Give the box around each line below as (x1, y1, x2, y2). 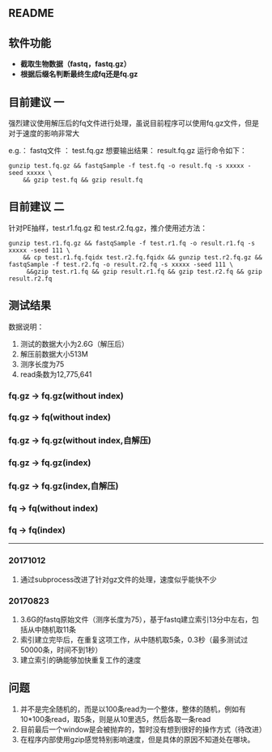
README (8, 6, 54, 20)
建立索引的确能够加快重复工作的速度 (19, 656, 142, 665)
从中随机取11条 (27, 625, 77, 634)
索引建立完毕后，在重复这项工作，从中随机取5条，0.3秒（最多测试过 (19, 635, 249, 645)
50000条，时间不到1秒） (19, 645, 103, 655)
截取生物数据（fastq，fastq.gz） (19, 59, 131, 69)
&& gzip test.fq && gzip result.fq (23, 176, 143, 185)
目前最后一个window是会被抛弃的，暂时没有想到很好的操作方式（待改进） (19, 724, 267, 734)
